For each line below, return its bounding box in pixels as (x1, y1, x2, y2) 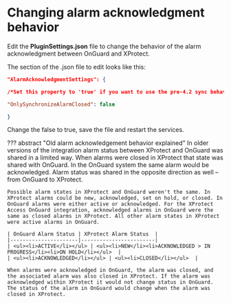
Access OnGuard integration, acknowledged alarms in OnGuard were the (7, 207, 214, 214)
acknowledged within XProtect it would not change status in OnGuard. (7, 279, 214, 286)
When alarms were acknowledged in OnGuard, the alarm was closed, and (7, 267, 214, 274)
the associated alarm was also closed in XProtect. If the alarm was (7, 273, 211, 280)
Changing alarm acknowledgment (7, 5, 205, 21)
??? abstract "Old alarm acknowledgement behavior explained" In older (7, 139, 209, 147)
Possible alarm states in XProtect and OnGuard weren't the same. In (7, 189, 211, 196)
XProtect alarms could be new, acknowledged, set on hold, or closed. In (7, 194, 223, 202)
